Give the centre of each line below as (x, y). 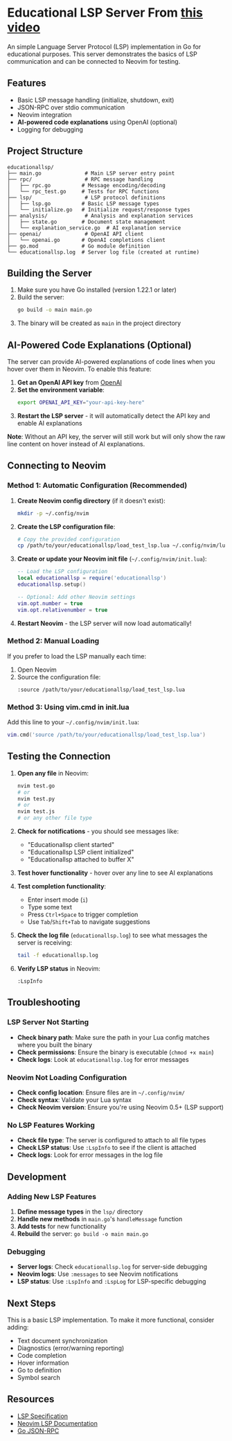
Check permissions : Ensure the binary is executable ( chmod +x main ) (116, 1052)
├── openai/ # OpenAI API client (75, 234)
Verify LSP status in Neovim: (59, 968)
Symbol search (39, 1377)
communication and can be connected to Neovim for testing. (94, 61)
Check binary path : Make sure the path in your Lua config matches (113, 1037)
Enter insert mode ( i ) (58, 900)
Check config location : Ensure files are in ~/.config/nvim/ (101, 1092)
